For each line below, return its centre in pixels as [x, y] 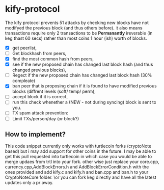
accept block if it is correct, [40, 97]
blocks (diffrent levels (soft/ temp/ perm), [54, 91]
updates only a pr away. [29, 183]
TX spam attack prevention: [40, 113]
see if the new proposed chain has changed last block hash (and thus [82, 64]
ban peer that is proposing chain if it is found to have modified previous [84, 86]
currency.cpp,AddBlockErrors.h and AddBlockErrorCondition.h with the [77, 167]
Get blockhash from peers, [39, 53]
